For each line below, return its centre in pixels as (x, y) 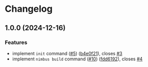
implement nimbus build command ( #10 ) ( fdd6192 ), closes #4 (77, 59)
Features (16, 42)
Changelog (29, 9)
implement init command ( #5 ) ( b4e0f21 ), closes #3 (67, 53)
